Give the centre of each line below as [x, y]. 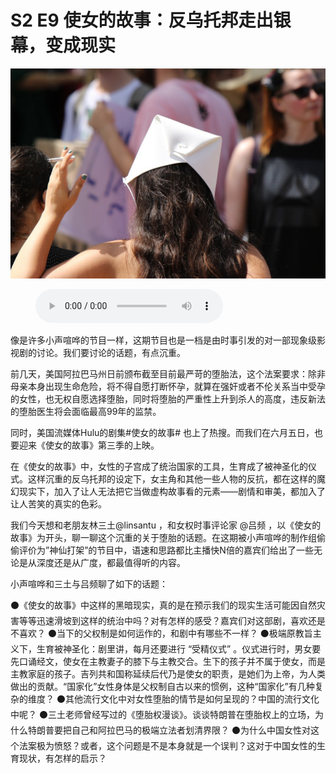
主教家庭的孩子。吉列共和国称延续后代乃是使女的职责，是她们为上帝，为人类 [168, 673]
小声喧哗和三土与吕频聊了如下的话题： [89, 583]
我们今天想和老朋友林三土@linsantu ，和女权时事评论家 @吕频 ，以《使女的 [166, 525]
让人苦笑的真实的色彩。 [58, 503]
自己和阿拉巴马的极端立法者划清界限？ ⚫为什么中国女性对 [191, 730]
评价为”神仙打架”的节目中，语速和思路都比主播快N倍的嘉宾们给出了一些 [166, 550]
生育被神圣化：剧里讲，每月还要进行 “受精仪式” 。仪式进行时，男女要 [179, 648]
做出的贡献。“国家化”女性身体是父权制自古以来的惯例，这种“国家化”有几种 [162, 686]
